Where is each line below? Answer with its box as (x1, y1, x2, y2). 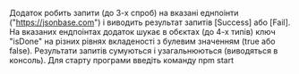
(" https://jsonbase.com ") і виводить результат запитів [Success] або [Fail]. (9, 17, 291, 28)
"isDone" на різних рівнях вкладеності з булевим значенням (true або (9, 36, 276, 46)
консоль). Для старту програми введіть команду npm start (9, 55, 235, 65)
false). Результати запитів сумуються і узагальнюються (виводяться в (9, 45, 278, 56)
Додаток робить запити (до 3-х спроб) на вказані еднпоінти (9, 8, 239, 18)
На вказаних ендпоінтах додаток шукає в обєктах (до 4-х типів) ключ (9, 27, 276, 37)
